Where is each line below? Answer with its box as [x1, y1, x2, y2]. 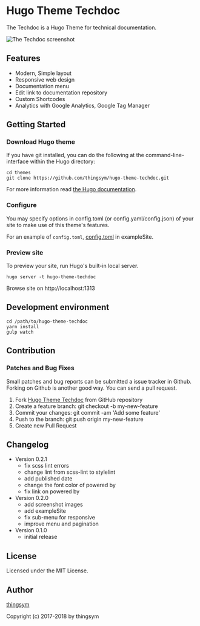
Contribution [6, 345, 56, 356]
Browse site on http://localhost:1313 [6, 284, 95, 292]
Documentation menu [15, 82, 70, 90]
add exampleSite [24, 507, 67, 515]
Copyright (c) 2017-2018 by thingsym [6, 613, 99, 620]
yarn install [6, 323, 39, 329]
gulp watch [6, 329, 34, 335]
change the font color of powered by [24, 482, 116, 489]
